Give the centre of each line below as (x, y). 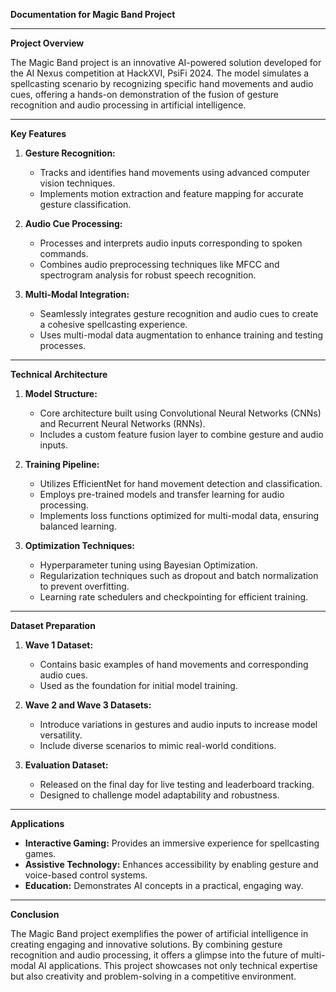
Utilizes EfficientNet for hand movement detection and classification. (181, 483)
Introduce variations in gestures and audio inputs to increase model (178, 724)
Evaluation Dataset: (66, 765)
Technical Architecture (59, 374)
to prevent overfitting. (84, 586)
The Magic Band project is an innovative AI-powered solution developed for (166, 62)
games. (40, 853)
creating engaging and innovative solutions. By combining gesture (146, 944)
